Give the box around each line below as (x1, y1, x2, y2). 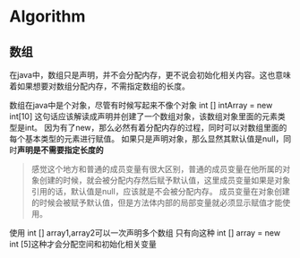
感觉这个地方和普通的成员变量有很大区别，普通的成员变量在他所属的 (30, 164, 283, 174)
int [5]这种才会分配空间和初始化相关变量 (9, 239, 157, 249)
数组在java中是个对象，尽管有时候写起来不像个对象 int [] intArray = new (9, 100, 273, 110)
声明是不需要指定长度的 (17, 145, 104, 155)
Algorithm (9, 6, 86, 27)
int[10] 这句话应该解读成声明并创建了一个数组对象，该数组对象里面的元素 (9, 111, 278, 122)
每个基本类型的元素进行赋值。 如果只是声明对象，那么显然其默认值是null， (9, 133, 284, 144)
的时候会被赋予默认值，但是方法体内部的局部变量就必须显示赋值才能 (30, 197, 283, 208)
